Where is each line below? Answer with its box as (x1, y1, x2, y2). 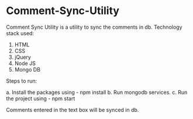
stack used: (6, 29, 34, 36)
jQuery (14, 53, 31, 60)
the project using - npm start (6, 95, 75, 102)
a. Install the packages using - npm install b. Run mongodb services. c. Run (6, 89, 188, 96)
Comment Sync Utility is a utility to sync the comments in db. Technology (6, 23, 182, 30)
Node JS (14, 60, 36, 67)
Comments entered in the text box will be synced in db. (6, 106, 139, 113)
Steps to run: (6, 77, 37, 84)
